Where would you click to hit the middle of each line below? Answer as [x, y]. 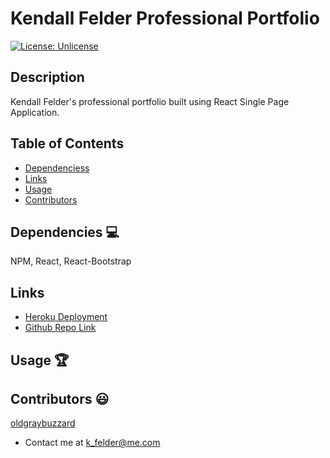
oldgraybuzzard [43, 423]
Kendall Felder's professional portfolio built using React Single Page [150, 101]
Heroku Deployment [66, 317]
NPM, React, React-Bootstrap [71, 261]
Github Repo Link [60, 328]
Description [47, 77]
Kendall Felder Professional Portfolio [165, 18]
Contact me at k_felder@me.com [92, 443]
